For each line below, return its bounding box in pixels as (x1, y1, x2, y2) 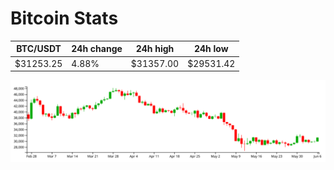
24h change (71, 43, 123, 55)
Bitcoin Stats (10, 7, 119, 30)
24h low (193, 43, 229, 55)
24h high (135, 43, 175, 55)
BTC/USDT (16, 43, 62, 55)
